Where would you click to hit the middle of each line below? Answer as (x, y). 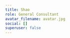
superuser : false (23, 28)
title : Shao (17, 10)
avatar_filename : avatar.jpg (35, 19)
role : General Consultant (32, 14)
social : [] (16, 23)
